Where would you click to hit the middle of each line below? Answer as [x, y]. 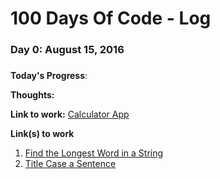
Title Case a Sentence [70, 164]
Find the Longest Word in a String [94, 153]
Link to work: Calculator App [70, 114]
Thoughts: [32, 95]
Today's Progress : [49, 76]
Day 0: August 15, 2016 [67, 50]
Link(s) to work [42, 134]
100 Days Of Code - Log [111, 18]
